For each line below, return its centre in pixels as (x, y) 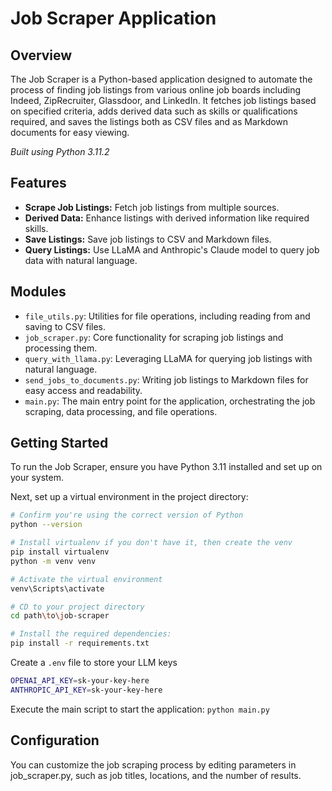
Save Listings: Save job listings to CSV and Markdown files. (148, 239)
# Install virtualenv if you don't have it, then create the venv (151, 543)
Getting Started (59, 443)
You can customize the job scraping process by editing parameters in (153, 764)
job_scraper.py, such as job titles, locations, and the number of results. (156, 775)
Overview (41, 55)
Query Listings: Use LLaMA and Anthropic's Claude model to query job (172, 249)
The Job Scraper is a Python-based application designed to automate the (161, 79)
